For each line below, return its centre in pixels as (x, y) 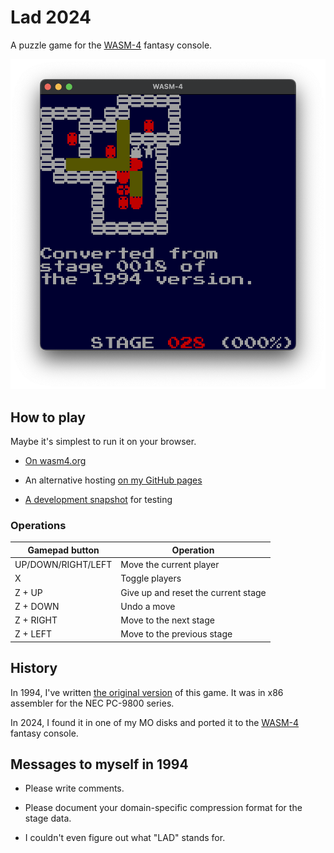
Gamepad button (63, 550)
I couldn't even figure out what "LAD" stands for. (125, 838)
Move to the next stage (167, 620)
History (34, 668)
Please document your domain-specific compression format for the (163, 808)
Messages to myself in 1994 (99, 764)
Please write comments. (74, 788)
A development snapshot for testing (98, 499)
